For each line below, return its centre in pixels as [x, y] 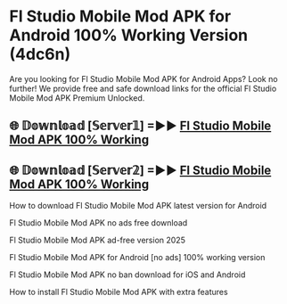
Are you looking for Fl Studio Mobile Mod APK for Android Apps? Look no [143, 78]
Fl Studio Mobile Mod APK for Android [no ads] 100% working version [137, 258]
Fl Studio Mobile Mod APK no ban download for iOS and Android [127, 275]
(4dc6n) [40, 54]
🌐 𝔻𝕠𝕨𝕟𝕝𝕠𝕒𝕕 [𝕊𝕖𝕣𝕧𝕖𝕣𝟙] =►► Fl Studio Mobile [140, 126]
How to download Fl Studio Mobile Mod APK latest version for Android [138, 206]
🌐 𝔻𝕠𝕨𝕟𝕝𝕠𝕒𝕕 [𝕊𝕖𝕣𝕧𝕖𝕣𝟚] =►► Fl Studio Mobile [140, 170]
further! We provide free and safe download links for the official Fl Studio [143, 88]
